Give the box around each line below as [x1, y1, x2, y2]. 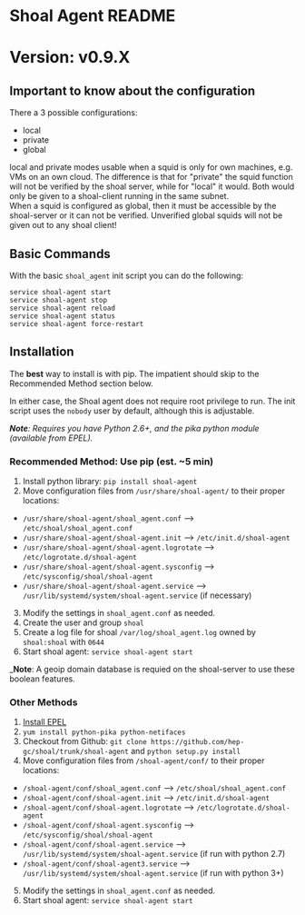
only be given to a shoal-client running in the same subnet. [9, 191, 230, 202]
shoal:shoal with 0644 [22, 637, 104, 648]
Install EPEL [22, 717, 67, 728]
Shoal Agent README [9, 5, 176, 26]
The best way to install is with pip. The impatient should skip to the [9, 368, 260, 379]
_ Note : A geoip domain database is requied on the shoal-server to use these [9, 664, 295, 675]
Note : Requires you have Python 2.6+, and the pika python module [9, 423, 261, 433]
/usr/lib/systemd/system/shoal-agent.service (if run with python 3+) [22, 868, 284, 879]
